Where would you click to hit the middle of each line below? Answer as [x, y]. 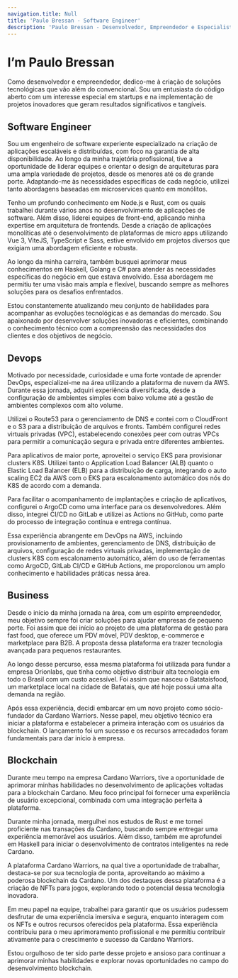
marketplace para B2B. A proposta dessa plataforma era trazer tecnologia [115, 643]
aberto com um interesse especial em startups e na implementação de [110, 97]
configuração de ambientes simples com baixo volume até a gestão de [110, 397]
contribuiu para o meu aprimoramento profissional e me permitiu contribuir [117, 932]
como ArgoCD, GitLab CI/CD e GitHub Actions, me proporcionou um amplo [116, 565]
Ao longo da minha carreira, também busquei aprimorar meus [97, 262]
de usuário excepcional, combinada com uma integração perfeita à [105, 800]
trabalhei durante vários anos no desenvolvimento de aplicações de [106, 211]
